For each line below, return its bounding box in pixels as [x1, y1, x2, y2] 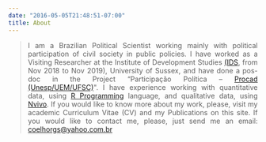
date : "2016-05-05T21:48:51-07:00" [8, 11, 126, 20]
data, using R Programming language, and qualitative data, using [27, 91, 258, 100]
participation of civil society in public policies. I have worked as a [27, 49, 258, 58]
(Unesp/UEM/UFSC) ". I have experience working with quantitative [27, 82, 258, 92]
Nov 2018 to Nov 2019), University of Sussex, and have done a [27, 65, 240, 75]
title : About [8, 19, 51, 27]
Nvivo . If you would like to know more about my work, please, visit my [27, 99, 258, 109]
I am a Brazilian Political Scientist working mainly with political [27, 40, 258, 50]
